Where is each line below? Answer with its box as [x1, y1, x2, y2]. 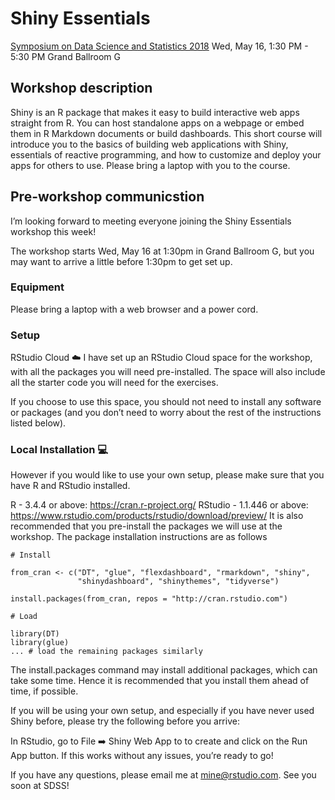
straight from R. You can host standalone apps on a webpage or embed [10, 117, 305, 129]
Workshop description [10, 80, 153, 97]
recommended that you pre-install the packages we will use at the [10, 520, 283, 532]
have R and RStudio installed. [10, 480, 131, 492]
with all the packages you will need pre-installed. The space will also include [10, 366, 326, 378]
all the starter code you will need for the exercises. [10, 377, 219, 389]
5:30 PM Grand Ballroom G [10, 50, 121, 62]
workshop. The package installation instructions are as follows [10, 531, 268, 543]
